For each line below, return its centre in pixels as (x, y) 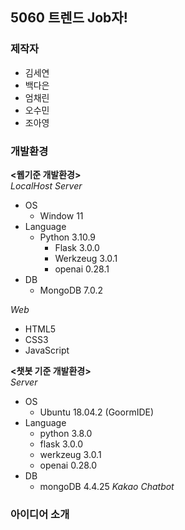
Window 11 (61, 215)
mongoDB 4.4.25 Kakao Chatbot (107, 486)
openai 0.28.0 (68, 465)
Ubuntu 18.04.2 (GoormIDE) (97, 412)
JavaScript (47, 350)
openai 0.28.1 (82, 269)
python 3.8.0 (66, 433)
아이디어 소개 (40, 514)
